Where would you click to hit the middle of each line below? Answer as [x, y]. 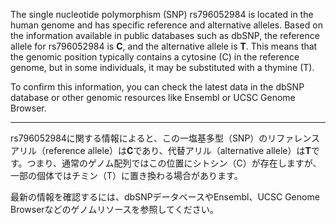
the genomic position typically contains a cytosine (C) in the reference [155, 57]
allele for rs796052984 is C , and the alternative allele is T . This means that [164, 46]
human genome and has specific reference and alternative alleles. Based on [166, 25]
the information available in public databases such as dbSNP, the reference [165, 35]
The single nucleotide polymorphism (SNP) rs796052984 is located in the [162, 14]
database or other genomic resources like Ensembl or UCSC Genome [153, 97]
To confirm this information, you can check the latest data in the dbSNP [157, 87]
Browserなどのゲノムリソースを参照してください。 [114, 209]
